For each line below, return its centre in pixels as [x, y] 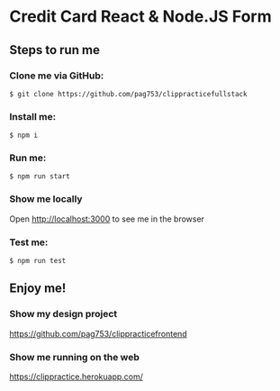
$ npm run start [40, 177]
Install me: [33, 116]
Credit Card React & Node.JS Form [140, 17]
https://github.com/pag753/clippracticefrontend [98, 333]
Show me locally [46, 199]
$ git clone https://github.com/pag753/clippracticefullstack [128, 94]
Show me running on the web [74, 357]
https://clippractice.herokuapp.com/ [77, 377]
